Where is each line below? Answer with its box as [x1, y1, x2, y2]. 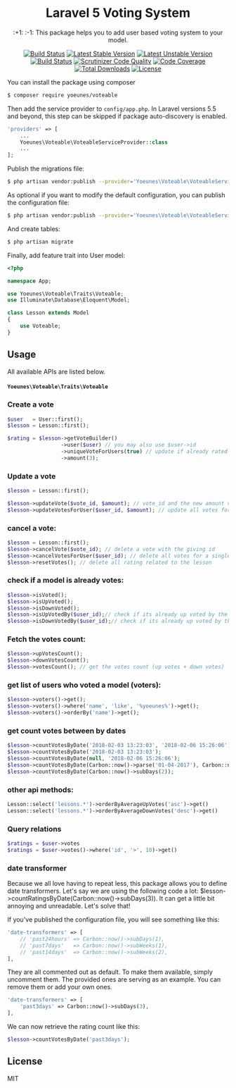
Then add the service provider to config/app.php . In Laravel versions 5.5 [7, 104, 216, 113]
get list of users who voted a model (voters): [7, 680, 162, 690]
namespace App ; [7, 277, 52, 285]
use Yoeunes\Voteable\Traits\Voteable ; [7, 290, 124, 297]
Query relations [7, 824, 62, 834]
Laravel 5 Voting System [45, 5, 191, 21]
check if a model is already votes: [7, 576, 124, 586]
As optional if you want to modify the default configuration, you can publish [7, 191, 226, 199]
